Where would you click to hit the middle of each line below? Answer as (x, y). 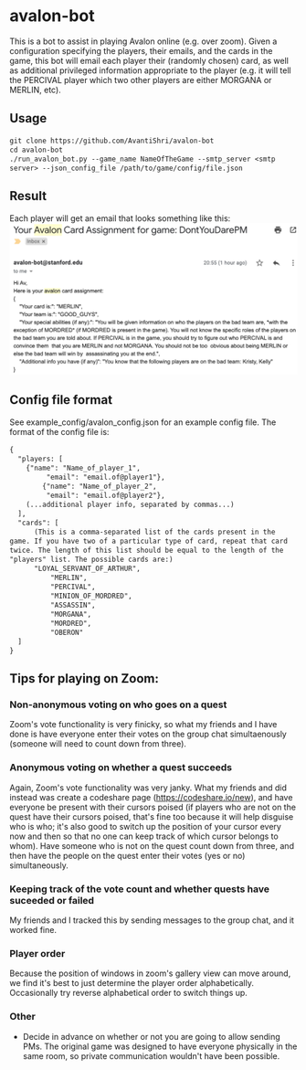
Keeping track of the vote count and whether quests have (139, 889)
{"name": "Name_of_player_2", (100, 486)
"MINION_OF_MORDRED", (91, 596)
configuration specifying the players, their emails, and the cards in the (141, 50)
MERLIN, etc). (35, 90)
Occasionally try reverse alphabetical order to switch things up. (129, 993)
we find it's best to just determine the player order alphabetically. (132, 983)
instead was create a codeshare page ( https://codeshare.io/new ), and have (151, 797)
